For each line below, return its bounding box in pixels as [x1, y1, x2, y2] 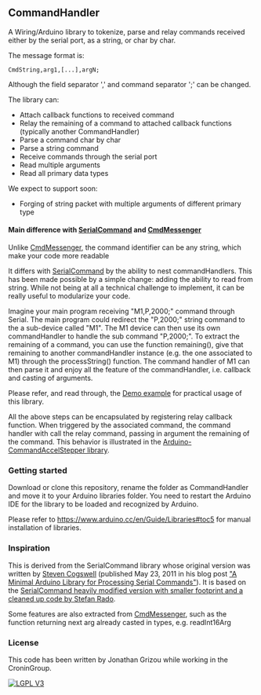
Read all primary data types [19, 168, 109, 177]
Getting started [8, 465, 68, 476]
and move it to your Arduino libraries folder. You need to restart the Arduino [8, 491, 252, 501]
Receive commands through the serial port [19, 152, 158, 161]
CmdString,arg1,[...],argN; [8, 66, 100, 74]
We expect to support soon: [8, 184, 98, 193]
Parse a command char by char [19, 135, 121, 144]
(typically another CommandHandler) [19, 126, 140, 136]
